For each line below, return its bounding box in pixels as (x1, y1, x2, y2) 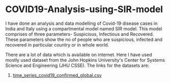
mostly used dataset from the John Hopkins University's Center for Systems (5, 57, 165, 63)
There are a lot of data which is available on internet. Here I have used (5, 52, 152, 58)
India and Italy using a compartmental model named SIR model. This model (5, 25, 162, 31)
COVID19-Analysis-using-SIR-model (5, 4, 163, 15)
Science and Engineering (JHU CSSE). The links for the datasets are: (5, 62, 150, 68)
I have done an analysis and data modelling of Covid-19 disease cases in (5, 20, 158, 26)
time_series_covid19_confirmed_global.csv (12, 72, 102, 78)
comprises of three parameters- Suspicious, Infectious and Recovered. (5, 31, 154, 37)
